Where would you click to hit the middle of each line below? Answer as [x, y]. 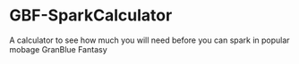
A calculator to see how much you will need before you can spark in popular [149, 40]
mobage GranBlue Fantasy [58, 49]
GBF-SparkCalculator [91, 16]
